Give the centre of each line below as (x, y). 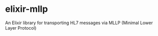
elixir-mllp (26, 9)
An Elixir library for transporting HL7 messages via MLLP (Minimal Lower (79, 23)
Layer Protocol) (21, 28)
